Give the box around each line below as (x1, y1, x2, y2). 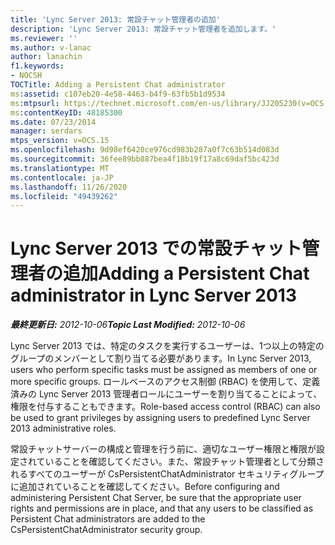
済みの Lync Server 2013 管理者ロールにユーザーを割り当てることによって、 (10, 388, 323, 400)
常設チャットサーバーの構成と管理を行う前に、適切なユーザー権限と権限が (10, 443, 317, 455)
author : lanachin (10, 52, 83, 62)
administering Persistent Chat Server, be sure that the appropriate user (10, 492, 302, 504)
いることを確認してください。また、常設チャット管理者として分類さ (44, 456, 325, 468)
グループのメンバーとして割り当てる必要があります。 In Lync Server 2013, (10, 352, 312, 365)
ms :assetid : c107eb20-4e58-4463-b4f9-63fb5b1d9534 (10, 89, 226, 99)
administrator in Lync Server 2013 (10, 284, 297, 307)
